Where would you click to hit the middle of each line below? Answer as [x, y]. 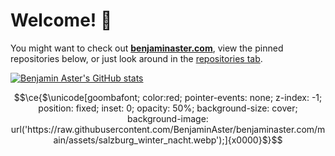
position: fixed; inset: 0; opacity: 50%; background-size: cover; [168, 108]
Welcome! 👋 [61, 20]
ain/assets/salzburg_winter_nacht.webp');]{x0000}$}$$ [168, 140]
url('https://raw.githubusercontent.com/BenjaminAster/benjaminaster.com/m [168, 129]
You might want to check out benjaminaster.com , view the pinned [147, 48]
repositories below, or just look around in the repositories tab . [136, 58]
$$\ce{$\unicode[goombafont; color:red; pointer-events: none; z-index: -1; [168, 97]
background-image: [168, 118]
